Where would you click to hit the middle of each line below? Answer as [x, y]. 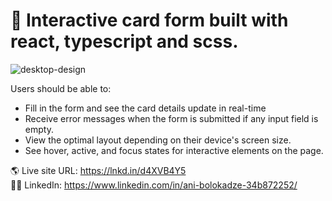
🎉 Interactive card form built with [149, 20]
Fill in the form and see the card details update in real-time [145, 108]
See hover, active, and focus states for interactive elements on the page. [174, 150]
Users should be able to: [61, 88]
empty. [39, 129]
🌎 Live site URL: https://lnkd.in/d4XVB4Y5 [98, 170]
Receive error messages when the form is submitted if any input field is [171, 118]
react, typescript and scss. [124, 41]
